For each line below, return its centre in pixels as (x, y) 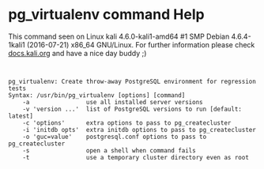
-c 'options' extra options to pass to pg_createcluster (127, 123)
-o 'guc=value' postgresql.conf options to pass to (115, 137)
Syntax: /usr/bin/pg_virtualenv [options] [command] (97, 95)
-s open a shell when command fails (109, 150)
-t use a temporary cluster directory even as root (136, 157)
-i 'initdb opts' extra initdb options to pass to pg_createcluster (140, 130)
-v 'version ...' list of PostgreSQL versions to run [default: (132, 109)
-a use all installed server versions (113, 102)
